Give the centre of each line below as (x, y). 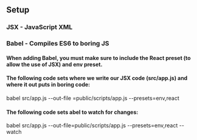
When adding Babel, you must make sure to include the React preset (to (98, 58)
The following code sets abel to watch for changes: (72, 112)
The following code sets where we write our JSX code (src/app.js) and (97, 78)
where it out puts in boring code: (48, 85)
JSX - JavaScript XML (40, 27)
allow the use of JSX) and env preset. (54, 64)
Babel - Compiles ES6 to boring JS (58, 44)
